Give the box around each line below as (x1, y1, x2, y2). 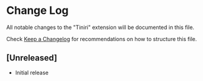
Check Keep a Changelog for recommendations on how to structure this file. (6, 35, 198, 42)
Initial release (15, 69, 49, 76)
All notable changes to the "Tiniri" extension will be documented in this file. (6, 24, 194, 31)
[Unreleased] (6, 53, 58, 63)
